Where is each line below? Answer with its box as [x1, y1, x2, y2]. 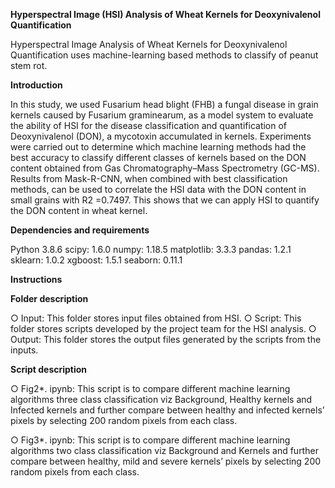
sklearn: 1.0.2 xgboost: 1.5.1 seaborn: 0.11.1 [10, 254, 183, 266]
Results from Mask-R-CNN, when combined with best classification [10, 173, 288, 184]
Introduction [10, 79, 63, 91]
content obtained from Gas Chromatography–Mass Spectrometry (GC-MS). [10, 162, 320, 174]
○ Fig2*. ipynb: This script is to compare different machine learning [10, 383, 291, 394]
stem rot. [10, 60, 48, 71]
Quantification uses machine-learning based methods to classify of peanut [10, 49, 319, 61]
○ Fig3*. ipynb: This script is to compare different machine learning [10, 434, 291, 446]
